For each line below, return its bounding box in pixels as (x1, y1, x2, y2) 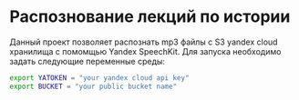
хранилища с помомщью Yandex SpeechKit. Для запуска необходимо (9, 45, 282, 56)
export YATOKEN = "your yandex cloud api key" (9, 73, 190, 83)
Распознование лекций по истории (9, 6, 291, 27)
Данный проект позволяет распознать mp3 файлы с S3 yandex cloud (9, 36, 278, 47)
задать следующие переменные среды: (9, 55, 166, 66)
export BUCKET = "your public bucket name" (9, 82, 178, 91)
